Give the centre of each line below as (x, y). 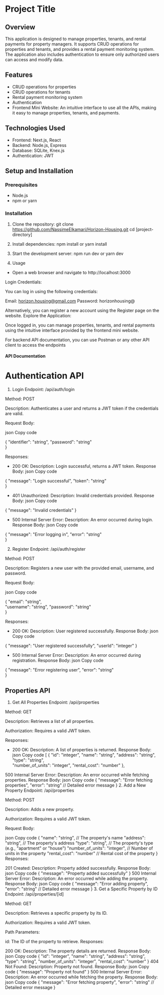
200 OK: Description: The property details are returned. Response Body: (78, 951)
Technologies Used (35, 128)
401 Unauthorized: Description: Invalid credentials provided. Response (83, 496)
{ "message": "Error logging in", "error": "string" (53, 534)
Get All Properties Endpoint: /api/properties (56, 702)
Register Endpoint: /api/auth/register (49, 549)
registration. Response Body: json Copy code (58, 660)
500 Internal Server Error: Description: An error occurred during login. (82, 520)
